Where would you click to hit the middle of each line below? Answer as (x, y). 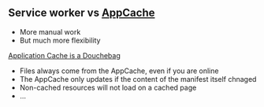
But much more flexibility (60, 40)
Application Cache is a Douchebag (64, 55)
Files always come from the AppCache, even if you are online (119, 71)
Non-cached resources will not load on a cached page (108, 87)
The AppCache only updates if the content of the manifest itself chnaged (138, 79)
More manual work (50, 31)
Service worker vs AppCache (82, 13)
